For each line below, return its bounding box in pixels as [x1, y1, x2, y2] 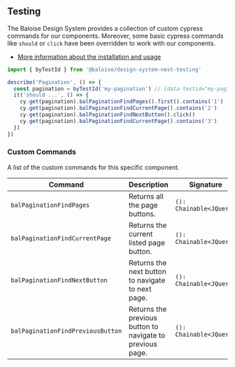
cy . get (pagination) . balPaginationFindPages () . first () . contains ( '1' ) [20, 98, 224, 106]
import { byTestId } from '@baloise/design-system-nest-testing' [7, 66, 201, 73]
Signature [188, 180, 222, 189]
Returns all [128, 192, 164, 201]
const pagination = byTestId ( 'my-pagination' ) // [13, 85, 161, 92]
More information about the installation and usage [17, 52, 162, 61]
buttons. [128, 209, 156, 219]
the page [128, 200, 159, 210]
